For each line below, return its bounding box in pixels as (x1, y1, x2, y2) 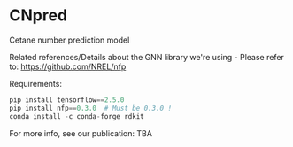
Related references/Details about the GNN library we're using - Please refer (9, 51, 285, 62)
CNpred (9, 5, 68, 26)
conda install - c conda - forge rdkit (9, 112, 144, 120)
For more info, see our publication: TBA (9, 128, 153, 138)
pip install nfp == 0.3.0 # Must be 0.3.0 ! (9, 104, 173, 112)
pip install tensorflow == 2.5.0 (9, 95, 125, 104)
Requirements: (9, 78, 62, 89)
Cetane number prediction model (9, 35, 130, 45)
